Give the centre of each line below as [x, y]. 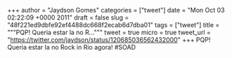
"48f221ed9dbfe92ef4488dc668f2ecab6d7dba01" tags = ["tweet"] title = [114, 25]
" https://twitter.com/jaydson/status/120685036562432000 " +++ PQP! [109, 40]
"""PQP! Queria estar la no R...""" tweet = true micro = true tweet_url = [109, 32]
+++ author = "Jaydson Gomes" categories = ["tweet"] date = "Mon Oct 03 [116, 10]
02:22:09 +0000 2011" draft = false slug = [68, 17]
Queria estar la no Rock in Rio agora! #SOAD [71, 47]
